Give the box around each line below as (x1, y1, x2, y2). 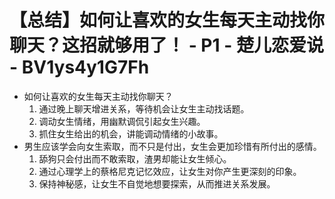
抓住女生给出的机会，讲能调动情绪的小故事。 (38, 127, 224, 140)
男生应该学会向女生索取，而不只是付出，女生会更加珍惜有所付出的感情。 (23, 140, 322, 152)
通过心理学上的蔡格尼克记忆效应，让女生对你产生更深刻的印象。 (38, 165, 302, 177)
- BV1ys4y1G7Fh (9, 56, 150, 79)
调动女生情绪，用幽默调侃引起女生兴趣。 (38, 115, 206, 127)
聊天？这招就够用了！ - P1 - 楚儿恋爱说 (9, 34, 324, 57)
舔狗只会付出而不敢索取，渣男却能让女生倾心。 (38, 152, 232, 165)
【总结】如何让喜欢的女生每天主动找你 (9, 9, 326, 32)
